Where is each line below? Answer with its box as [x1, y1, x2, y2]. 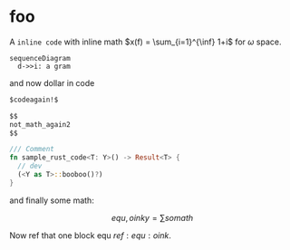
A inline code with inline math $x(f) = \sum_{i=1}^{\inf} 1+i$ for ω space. [9, 36, 282, 47]
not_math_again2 [9, 120, 71, 129]
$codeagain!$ [9, 95, 59, 104]
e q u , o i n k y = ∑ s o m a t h [111, 212, 193, 223]
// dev [17, 161, 43, 171]
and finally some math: [9, 195, 95, 206]
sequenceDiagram [9, 53, 71, 62]
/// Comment [9, 145, 54, 154]
